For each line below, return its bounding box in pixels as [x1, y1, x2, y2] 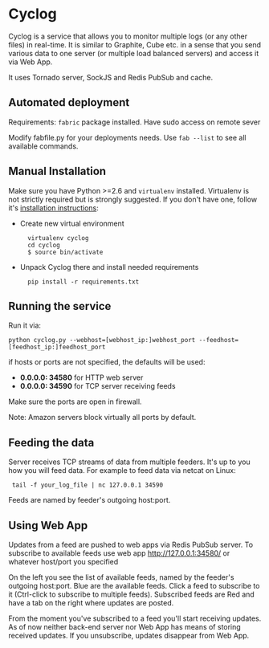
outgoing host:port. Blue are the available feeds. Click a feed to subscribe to [8, 581, 260, 590]
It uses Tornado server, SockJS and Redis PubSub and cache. [8, 72, 214, 82]
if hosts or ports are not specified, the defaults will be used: [8, 357, 206, 367]
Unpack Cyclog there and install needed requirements [19, 262, 199, 271]
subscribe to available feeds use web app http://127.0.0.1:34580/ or [8, 548, 230, 558]
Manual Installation [8, 165, 107, 178]
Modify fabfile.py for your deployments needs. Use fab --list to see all [8, 132, 247, 142]
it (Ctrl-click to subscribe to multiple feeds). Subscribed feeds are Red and [8, 589, 255, 599]
